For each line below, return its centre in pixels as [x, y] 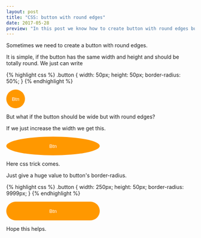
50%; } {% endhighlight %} [40, 81]
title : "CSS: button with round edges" [56, 17]
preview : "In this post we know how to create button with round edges [97, 28]
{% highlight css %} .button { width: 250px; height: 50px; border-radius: [95, 187]
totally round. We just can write [45, 63]
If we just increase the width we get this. [56, 129]
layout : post [22, 12]
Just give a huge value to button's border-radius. [66, 176]
